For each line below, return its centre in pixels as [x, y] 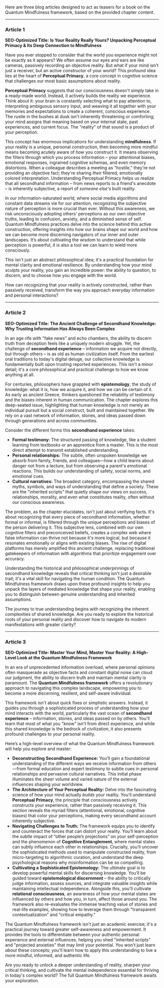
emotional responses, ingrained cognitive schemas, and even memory [76, 163]
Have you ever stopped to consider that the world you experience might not [81, 55]
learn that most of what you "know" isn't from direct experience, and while [80, 724]
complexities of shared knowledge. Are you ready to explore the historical [79, 614]
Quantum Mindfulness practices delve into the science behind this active [78, 224]
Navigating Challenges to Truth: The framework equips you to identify [83, 826]
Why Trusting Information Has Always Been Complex [60, 329]
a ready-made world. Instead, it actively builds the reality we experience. [78, 96]
